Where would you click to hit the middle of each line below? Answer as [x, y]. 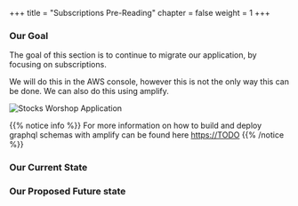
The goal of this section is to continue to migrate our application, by [133, 55]
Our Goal [29, 36]
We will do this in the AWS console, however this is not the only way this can [149, 82]
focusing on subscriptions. [58, 65]
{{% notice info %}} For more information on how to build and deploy [136, 126]
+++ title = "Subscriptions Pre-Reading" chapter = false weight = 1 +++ [140, 13]
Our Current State [48, 168]
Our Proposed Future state [68, 192]
